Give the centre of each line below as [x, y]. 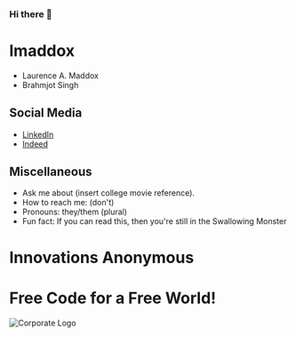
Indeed [35, 144]
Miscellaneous [51, 172]
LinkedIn [38, 134]
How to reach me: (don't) [68, 203]
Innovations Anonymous [102, 257]
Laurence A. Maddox [60, 76]
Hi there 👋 [31, 14]
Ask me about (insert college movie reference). [108, 193]
